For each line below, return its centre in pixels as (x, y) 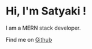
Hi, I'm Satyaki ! (46, 11)
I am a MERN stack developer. (43, 28)
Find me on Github (29, 39)
